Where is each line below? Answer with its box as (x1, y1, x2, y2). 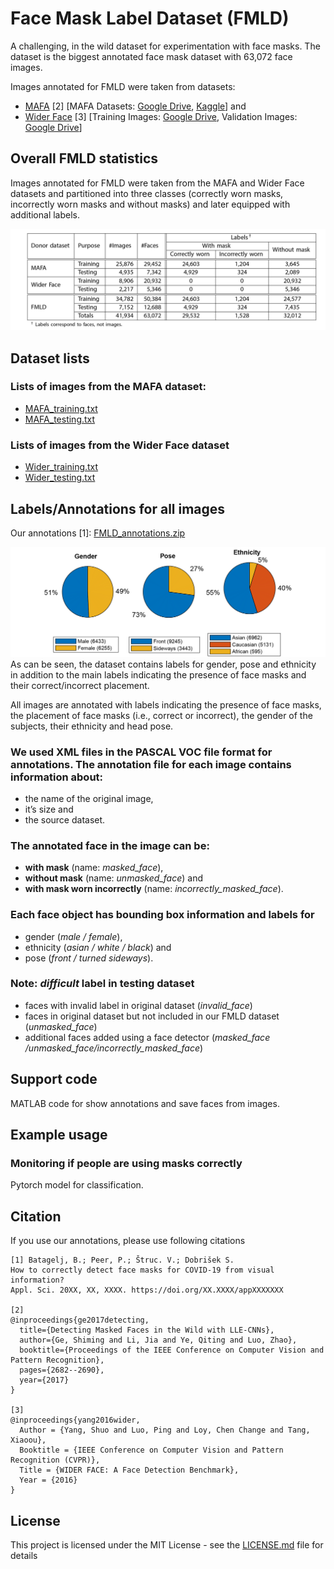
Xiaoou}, (10, 1435, 47, 1446)
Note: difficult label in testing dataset (10, 977, 195, 991)
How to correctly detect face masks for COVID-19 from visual (10, 1265, 275, 1276)
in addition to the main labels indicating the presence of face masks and (10, 668, 307, 681)
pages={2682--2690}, (19, 1365, 105, 1376)
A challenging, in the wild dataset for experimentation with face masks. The (10, 40, 321, 52)
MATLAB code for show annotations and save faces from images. (10, 1097, 280, 1109)
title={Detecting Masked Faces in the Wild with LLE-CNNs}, (19, 1325, 275, 1336)
